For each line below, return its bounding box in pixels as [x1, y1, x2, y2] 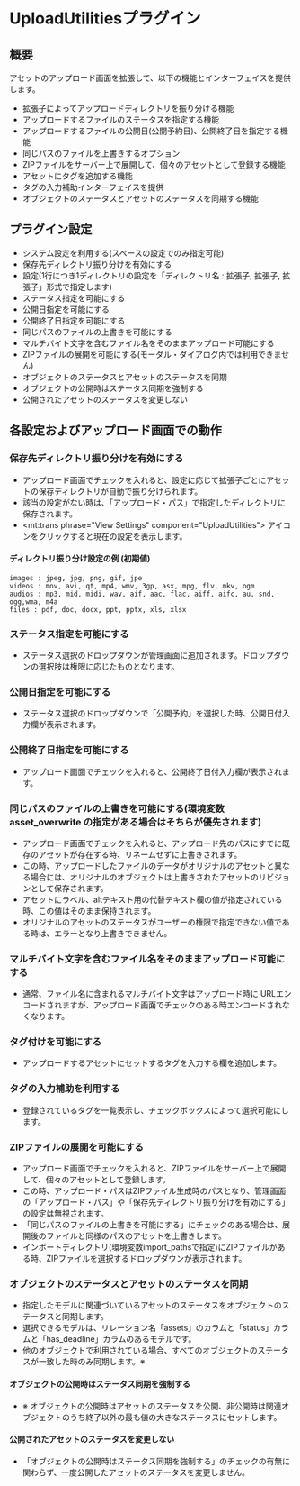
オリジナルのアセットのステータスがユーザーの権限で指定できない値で [22, 916, 283, 927]
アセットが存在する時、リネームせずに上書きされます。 [38, 849, 243, 860]
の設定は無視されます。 [22, 1208, 110, 1219]
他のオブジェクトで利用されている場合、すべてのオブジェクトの [22, 1345, 258, 1356]
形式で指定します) [46, 281, 112, 292]
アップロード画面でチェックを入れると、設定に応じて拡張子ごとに [22, 474, 267, 485]
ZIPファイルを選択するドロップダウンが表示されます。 [46, 1254, 247, 1264]
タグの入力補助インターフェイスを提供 [22, 182, 164, 192]
